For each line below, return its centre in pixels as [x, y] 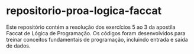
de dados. [18, 46]
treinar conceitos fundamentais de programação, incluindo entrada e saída [97, 39]
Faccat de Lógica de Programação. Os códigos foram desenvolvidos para [96, 33]
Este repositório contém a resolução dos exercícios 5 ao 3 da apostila [91, 27]
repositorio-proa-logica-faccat [84, 11]
